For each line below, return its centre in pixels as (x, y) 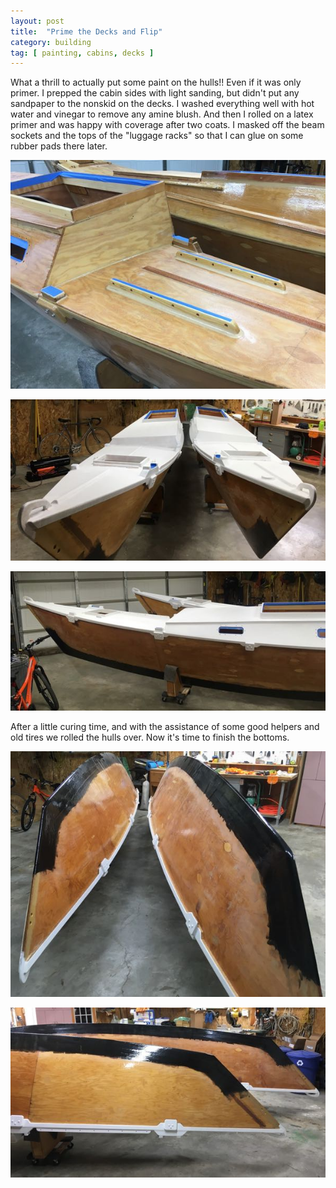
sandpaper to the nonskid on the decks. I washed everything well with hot (162, 104)
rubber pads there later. (59, 146)
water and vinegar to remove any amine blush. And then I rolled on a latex (162, 114)
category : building (51, 42)
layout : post (37, 21)
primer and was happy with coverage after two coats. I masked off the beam (167, 125)
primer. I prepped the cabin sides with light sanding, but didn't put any (155, 93)
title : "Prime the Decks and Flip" (86, 31)
